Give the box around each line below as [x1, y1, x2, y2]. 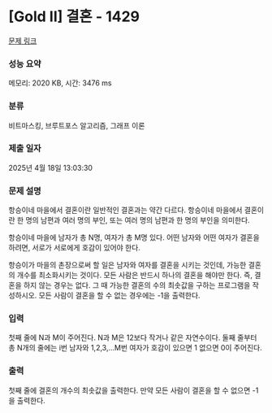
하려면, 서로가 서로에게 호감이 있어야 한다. [8, 243, 140, 253]
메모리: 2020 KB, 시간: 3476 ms [8, 78, 112, 88]
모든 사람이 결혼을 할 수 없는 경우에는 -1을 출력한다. [38, 290, 201, 301]
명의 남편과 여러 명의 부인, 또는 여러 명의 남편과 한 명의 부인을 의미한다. [25, 215, 250, 225]
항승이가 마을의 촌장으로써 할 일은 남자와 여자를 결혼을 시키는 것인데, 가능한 [8, 260, 247, 270]
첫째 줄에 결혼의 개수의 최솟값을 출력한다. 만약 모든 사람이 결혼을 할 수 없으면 [8, 385, 251, 395]
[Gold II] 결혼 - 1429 [8, 7, 140, 26]
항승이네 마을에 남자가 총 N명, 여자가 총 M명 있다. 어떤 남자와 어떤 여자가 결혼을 [8, 233, 260, 242]
